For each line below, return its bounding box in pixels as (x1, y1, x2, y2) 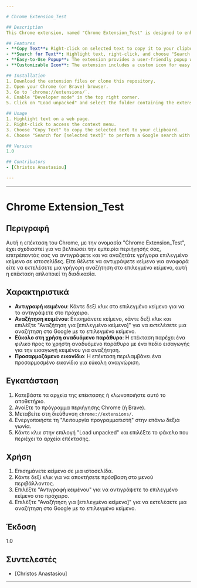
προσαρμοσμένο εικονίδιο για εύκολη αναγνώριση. (14, 359, 141, 366)
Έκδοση (6, 522, 36, 532)
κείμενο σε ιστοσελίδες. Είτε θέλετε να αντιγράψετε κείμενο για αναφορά (6, 257, 189, 264)
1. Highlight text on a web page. (6, 116, 91, 122)
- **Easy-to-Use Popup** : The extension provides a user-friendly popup (6, 57, 188, 63)
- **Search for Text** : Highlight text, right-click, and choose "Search (6, 51, 191, 57)
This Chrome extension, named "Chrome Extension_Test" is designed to (6, 30, 182, 36)
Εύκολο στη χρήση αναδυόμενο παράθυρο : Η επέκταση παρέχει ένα (14, 334, 186, 341)
